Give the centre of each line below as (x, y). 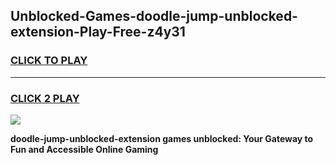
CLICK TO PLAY (49, 61)
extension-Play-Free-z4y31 (98, 32)
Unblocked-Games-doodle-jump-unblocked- (154, 16)
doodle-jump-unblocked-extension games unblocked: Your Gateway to (162, 138)
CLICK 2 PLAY (45, 98)
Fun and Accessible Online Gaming (84, 149)
